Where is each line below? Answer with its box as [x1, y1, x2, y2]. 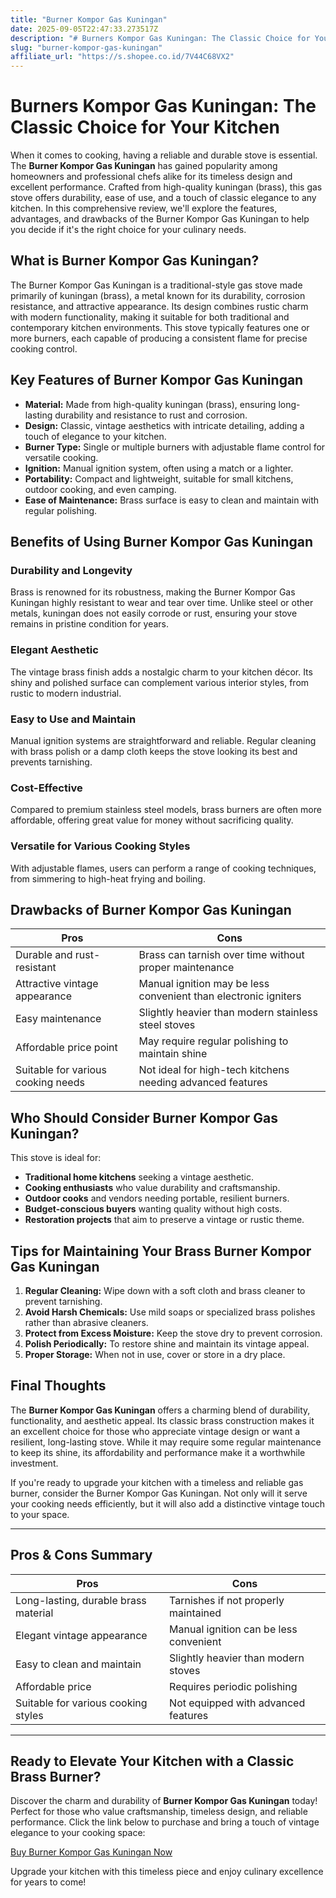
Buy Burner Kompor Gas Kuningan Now [10, 1846, 173, 1858]
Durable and [15, 948, 73, 962]
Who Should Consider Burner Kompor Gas [10, 1109, 279, 1126]
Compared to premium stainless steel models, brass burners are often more [10, 804, 322, 816]
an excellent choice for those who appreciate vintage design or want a [10, 1425, 301, 1437]
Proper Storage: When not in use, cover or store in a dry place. [24, 1349, 286, 1360]
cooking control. [10, 342, 78, 355]
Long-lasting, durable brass [15, 1593, 147, 1607]
